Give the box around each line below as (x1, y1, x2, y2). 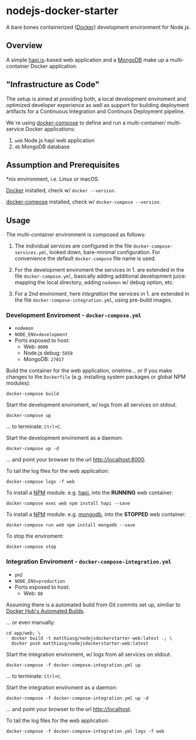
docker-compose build (6, 391, 59, 397)
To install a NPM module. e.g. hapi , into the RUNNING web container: (6, 489, 174, 496)
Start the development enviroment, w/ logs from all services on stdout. (6, 401, 178, 408)
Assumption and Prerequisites (6, 160, 120, 170)
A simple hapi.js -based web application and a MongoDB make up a (6, 56, 169, 63)
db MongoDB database (14, 143, 70, 150)
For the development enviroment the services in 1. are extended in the (14, 266, 184, 274)
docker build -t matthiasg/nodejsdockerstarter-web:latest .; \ (11, 635, 172, 641)
